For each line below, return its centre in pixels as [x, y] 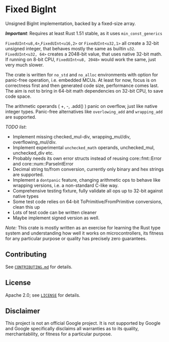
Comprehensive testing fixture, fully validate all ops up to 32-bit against [88, 191]
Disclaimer [23, 311]
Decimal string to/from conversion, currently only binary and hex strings [88, 169]
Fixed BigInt [31, 9]
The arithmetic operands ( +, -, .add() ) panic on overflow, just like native [81, 106]
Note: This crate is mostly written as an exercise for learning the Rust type [83, 227]
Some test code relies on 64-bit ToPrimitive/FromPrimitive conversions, [88, 202]
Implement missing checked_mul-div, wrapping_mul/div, [72, 136]
